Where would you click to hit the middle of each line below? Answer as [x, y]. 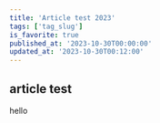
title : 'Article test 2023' [63, 18]
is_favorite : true [44, 35]
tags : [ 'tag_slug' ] [46, 26]
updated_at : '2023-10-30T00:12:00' [77, 52]
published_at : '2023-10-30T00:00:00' [81, 43]
